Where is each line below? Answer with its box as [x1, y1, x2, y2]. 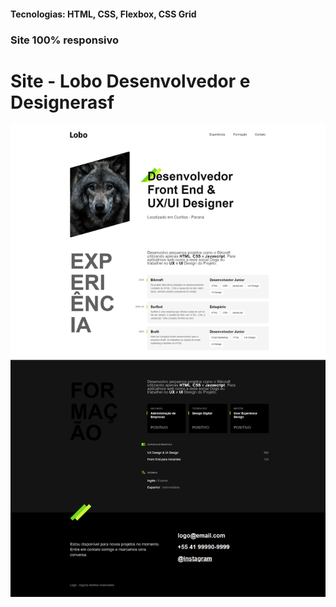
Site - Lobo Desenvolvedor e [10, 70, 251, 92]
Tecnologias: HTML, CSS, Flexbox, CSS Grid [10, 8, 197, 20]
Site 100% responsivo [10, 33, 120, 47]
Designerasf [10, 91, 115, 114]
